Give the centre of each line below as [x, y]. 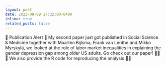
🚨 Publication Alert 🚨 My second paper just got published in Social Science [82, 37]
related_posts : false [28, 23]
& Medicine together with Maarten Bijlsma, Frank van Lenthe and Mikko [78, 43]
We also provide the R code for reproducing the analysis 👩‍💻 [70, 58]
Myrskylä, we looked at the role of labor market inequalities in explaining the [83, 48]
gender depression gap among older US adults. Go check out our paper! [79, 53]
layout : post [19, 10]
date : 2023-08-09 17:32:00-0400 [39, 14]
